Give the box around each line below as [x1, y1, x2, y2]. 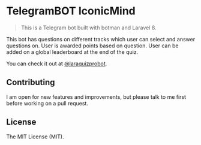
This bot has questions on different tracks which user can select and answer [6, 35, 196, 43]
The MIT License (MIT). [6, 133, 64, 140]
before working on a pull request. [6, 99, 89, 107]
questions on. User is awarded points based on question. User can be [6, 42, 179, 49]
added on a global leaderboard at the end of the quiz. [6, 48, 139, 55]
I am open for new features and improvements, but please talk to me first [6, 93, 187, 100]
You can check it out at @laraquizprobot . [6, 60, 107, 67]
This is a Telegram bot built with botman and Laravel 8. [20, 24, 157, 31]
